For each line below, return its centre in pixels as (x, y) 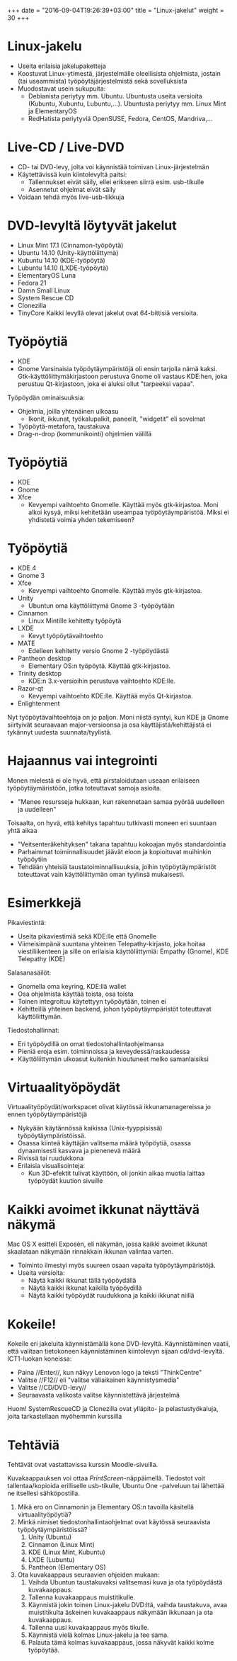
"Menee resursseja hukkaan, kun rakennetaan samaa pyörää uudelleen (121, 801)
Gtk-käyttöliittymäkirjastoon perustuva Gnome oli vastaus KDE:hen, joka (122, 376)
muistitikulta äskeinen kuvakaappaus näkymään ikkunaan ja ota (121, 1612)
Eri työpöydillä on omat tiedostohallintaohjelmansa (91, 1043)
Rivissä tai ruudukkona (51, 1158)
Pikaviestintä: (27, 922)
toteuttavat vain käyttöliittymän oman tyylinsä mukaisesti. (101, 874)
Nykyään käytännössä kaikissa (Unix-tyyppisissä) (90, 1128)
